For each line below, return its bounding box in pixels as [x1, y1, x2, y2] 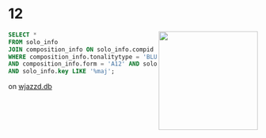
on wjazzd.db [8, 82, 53, 91]
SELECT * [8, 31, 37, 39]
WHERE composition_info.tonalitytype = [8, 53, 140, 61]
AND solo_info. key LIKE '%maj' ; [8, 68, 115, 76]
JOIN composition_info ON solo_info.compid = [8, 45, 161, 54]
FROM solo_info [8, 38, 59, 46]
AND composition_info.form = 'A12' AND [8, 60, 140, 68]
